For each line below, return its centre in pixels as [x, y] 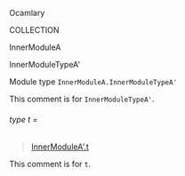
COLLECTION [34, 30]
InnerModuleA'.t [60, 147]
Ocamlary [27, 13]
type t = [24, 119]
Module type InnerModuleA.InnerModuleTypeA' [93, 82]
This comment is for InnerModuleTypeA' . [82, 99]
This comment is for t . [50, 164]
